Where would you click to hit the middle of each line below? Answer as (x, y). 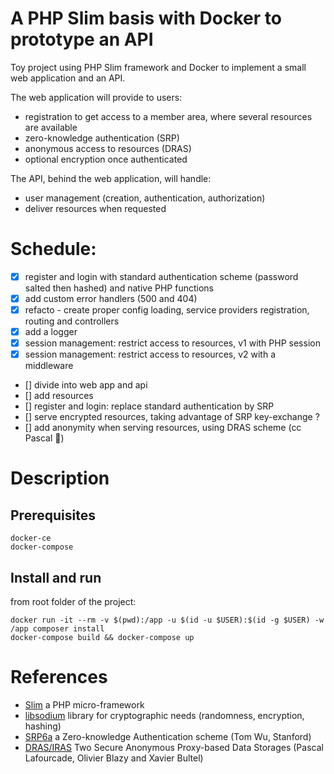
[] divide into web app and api (86, 385)
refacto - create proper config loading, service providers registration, (167, 310)
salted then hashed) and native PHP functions (119, 288)
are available (51, 127)
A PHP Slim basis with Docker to (146, 18)
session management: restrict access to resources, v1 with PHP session (172, 343)
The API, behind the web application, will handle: (111, 178)
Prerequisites (53, 515)
